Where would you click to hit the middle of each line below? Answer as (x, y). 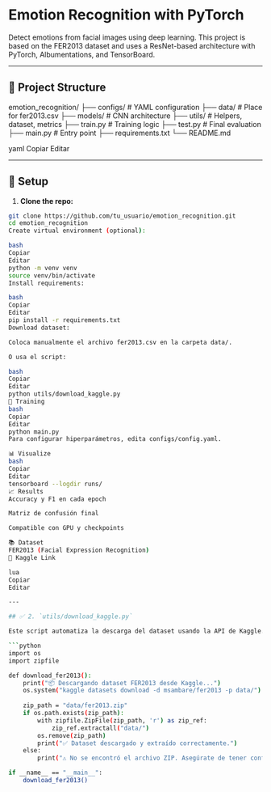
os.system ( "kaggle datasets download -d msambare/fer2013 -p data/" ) (142, 690)
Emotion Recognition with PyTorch (126, 15)
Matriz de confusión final (54, 514)
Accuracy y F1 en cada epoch (57, 499)
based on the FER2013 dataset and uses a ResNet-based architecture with (132, 45)
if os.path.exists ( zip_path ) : (74, 714)
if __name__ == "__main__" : (56, 773)
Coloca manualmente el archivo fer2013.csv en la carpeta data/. (120, 342)
